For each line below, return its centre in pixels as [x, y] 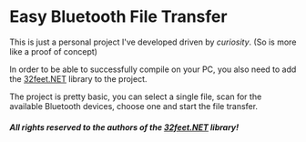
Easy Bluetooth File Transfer [118, 17]
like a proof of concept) [54, 51]
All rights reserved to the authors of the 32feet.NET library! [124, 127]
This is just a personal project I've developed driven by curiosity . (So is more [153, 42]
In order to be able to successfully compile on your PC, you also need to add [153, 69]
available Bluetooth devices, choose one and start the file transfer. [133, 106]
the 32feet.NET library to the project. [78, 78]
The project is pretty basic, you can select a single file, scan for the [136, 96]
